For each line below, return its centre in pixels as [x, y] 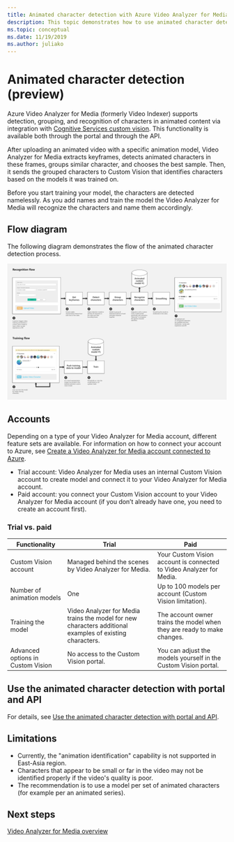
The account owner [185, 614]
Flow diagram [37, 229]
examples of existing [97, 633]
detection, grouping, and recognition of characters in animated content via [114, 121]
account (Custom [182, 594]
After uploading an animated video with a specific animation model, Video [113, 149]
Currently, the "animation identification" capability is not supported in [117, 755]
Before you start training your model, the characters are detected [101, 193]
